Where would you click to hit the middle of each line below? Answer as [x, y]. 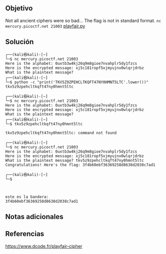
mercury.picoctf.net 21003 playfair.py [45, 26]
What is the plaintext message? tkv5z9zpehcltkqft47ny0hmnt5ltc [75, 160]
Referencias [25, 234]
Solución [20, 42]
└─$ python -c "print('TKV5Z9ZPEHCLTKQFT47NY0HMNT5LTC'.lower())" [77, 82]
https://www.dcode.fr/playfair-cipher [44, 246]
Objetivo [19, 8]
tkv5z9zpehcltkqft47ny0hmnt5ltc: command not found [61, 133]
